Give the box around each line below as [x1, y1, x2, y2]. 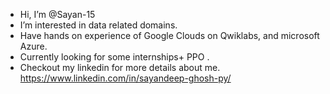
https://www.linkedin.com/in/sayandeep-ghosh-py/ [19, 72, 232, 84]
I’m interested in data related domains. [19, 19, 178, 31]
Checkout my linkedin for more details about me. [19, 62, 221, 73]
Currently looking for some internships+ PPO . [19, 51, 210, 63]
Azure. [19, 40, 48, 52]
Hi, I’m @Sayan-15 [19, 9, 96, 20]
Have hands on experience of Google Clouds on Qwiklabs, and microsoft [19, 30, 320, 41]
